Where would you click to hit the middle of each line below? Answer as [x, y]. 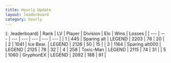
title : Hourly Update [28, 10]
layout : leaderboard [27, 15]
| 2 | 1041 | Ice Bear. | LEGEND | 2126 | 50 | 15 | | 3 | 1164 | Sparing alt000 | [83, 44]
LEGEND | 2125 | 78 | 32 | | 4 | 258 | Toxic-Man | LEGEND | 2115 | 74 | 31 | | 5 [86, 50]
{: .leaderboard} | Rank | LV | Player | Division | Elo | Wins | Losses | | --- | [82, 34]
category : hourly [24, 19]
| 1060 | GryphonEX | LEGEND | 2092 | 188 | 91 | [56, 55]
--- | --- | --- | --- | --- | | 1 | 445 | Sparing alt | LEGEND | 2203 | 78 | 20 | [88, 39]
